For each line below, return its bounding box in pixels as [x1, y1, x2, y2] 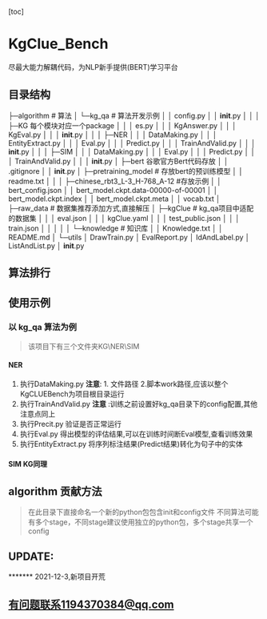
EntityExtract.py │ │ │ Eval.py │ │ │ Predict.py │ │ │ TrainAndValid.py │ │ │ [8, 138, 256, 147]
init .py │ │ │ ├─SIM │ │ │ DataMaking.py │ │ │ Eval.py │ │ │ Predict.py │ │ [8, 147, 256, 156]
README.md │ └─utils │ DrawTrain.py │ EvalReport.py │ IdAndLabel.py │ [8, 232, 250, 242]
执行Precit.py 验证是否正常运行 [19, 420, 122, 429]
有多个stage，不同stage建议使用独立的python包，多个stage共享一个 [27, 517, 253, 527]
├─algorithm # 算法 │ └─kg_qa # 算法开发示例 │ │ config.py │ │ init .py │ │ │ [8, 111, 261, 120]
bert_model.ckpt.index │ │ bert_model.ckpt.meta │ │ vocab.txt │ [8, 194, 221, 203]
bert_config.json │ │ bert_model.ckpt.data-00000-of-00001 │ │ [8, 185, 218, 195]
